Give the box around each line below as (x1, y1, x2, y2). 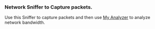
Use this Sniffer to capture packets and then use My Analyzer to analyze (4, 15, 151, 20)
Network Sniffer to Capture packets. (4, 4, 92, 10)
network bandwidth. (4, 19, 45, 25)
